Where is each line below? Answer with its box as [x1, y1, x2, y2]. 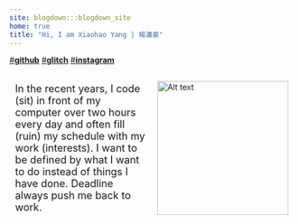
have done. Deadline [14, 177, 114, 191]
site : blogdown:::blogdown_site [9, 13, 131, 23]
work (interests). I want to [14, 142, 138, 154]
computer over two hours [14, 106, 136, 119]
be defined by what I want [14, 154, 140, 167]
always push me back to [14, 189, 131, 202]
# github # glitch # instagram [9, 55, 115, 66]
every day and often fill [14, 118, 125, 131]
